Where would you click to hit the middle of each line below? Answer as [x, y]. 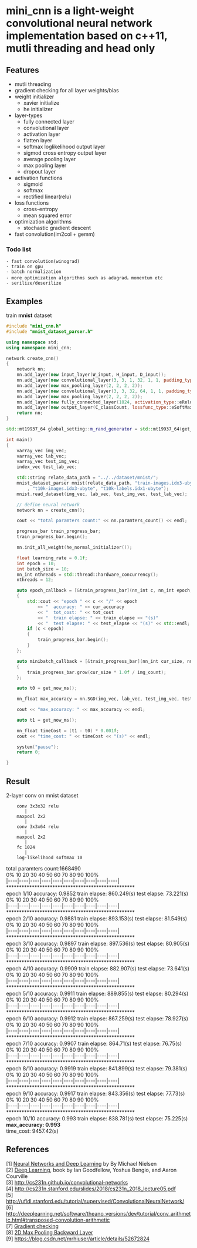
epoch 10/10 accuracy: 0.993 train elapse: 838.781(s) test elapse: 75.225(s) [97, 1119]
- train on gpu [25, 267]
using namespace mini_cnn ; [39, 348]
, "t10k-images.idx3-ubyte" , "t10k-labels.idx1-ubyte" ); [98, 488]
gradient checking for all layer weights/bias [67, 90]
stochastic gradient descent [57, 228]
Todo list [18, 249]
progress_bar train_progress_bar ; [59, 531]
